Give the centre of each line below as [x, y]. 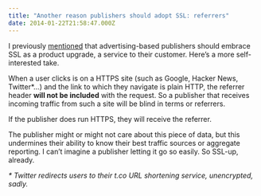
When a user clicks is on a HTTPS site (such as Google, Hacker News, [123, 78]
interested [25, 63]
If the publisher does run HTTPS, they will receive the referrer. [110, 119]
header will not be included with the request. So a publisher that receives [129, 95]
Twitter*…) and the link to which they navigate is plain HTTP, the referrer [127, 86]
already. [21, 159]
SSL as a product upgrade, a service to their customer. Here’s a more [121, 54]
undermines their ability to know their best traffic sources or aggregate [124, 143]
